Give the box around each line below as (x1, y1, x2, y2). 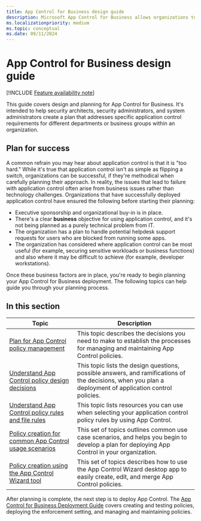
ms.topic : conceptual (6, 25, 60, 32)
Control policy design (9, 376, 69, 384)
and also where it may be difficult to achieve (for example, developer (14, 253, 184, 260)
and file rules (9, 416, 46, 424)
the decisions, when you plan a (77, 376, 165, 384)
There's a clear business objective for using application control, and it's (14, 215, 193, 222)
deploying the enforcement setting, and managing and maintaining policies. (6, 508, 192, 515)
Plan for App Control (9, 336, 67, 345)
